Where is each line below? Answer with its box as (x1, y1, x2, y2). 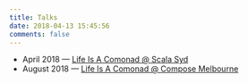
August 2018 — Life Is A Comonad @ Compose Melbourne (21, 63, 239, 74)
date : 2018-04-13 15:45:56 (9, 21, 110, 30)
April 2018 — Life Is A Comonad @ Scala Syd (21, 54, 189, 65)
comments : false (9, 29, 70, 38)
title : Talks (9, 12, 58, 22)
